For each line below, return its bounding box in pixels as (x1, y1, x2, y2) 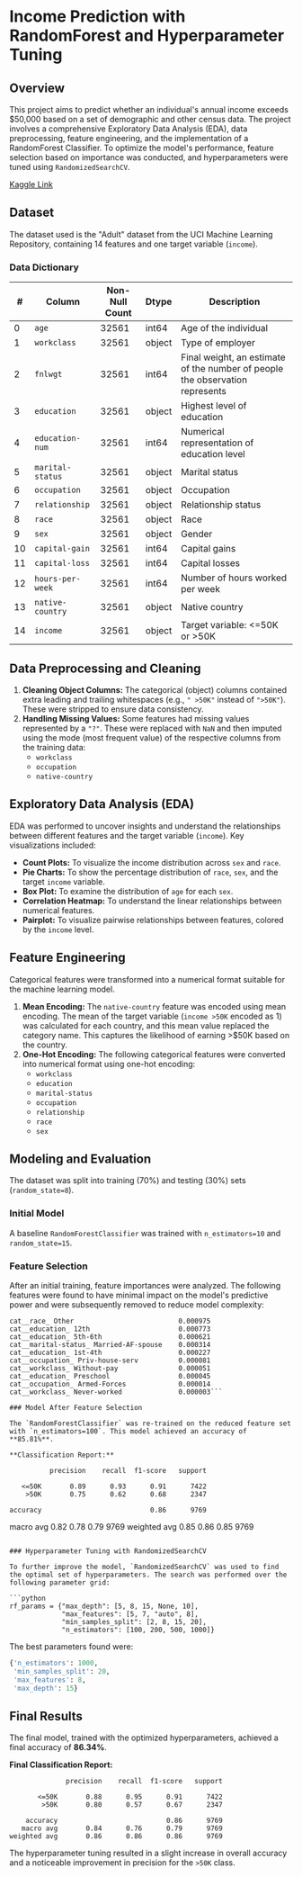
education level (181, 448, 245, 461)
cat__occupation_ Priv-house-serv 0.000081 (9, 1356, 211, 1365)
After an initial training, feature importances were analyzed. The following (9, 1280, 281, 1290)
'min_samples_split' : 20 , (13, 1666, 111, 1675)
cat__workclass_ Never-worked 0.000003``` (9, 1388, 223, 1397)
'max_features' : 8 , (13, 1675, 87, 1684)
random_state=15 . (9, 1237, 73, 1248)
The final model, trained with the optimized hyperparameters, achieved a (9, 1732, 279, 1743)
